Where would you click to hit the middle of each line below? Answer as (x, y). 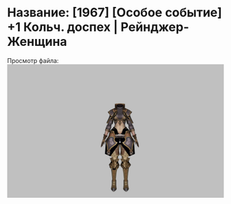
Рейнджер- (155, 27)
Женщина (37, 42)
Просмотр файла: (33, 60)
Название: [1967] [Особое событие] (114, 13)
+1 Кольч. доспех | (63, 27)
